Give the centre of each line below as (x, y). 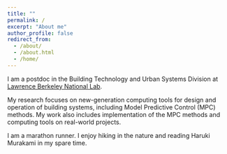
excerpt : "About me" (37, 26)
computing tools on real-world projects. (64, 122)
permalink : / (26, 20)
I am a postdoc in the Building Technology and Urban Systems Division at (113, 79)
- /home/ (26, 59)
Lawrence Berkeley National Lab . (55, 86)
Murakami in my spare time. (47, 143)
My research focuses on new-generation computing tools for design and (112, 100)
